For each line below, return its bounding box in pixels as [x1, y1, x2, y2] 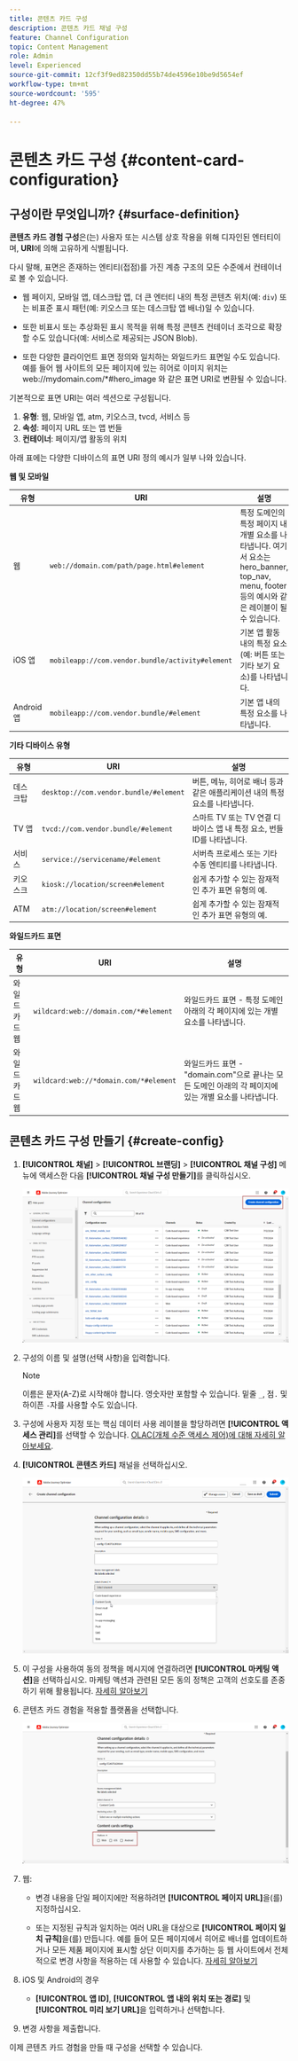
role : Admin [9, 51, 53, 61]
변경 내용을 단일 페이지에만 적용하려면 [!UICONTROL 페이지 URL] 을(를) [35, 1892, 284, 1902]
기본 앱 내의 [239, 696, 281, 707]
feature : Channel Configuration [9, 33, 129, 42]
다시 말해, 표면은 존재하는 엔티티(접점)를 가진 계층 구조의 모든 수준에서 [9, 262, 252, 272]
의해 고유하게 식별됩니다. [43, 243, 129, 254]
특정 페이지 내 [239, 519, 288, 529]
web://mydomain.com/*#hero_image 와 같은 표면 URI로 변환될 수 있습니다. [21, 373, 286, 385]
